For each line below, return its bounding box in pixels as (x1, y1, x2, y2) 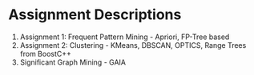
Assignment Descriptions (8, 6, 182, 24)
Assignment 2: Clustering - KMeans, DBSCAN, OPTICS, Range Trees (19, 40, 247, 49)
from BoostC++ (19, 49, 72, 58)
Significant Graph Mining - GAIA (19, 57, 127, 67)
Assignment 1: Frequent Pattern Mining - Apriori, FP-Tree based (19, 32, 230, 41)
